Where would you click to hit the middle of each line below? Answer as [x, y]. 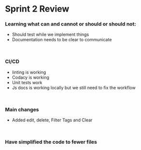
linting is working [29, 72]
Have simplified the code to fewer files [51, 142]
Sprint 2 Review [37, 9]
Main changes [22, 109]
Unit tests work [27, 82]
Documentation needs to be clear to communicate [62, 40]
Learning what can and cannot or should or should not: [70, 24]
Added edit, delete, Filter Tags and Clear [52, 120]
